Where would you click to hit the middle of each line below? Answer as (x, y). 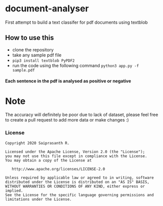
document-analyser (47, 9)
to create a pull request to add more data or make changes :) (67, 120)
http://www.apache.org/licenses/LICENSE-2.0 (58, 169)
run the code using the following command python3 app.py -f (76, 65)
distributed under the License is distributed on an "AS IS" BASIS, (77, 182)
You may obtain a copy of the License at (49, 160)
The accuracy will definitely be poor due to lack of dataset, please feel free (82, 115)
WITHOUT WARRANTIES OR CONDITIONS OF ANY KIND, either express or (75, 186)
